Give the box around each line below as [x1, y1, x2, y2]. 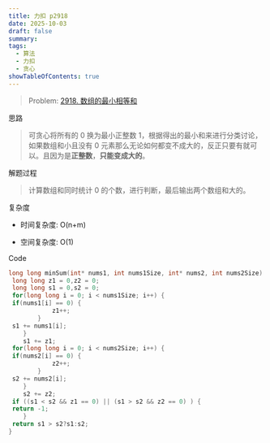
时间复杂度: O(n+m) [19, 219, 87, 229]
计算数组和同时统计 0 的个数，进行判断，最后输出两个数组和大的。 [28, 185, 251, 195]
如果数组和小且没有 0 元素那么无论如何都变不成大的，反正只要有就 [28, 140, 251, 150]
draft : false [8, 27, 53, 35]
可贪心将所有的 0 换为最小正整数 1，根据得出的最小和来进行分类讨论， [28, 130, 263, 140]
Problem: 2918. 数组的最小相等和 [28, 95, 138, 106]
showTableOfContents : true [8, 72, 100, 80]
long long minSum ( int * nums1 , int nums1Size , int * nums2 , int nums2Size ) [8, 269, 264, 277]
